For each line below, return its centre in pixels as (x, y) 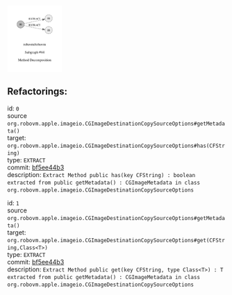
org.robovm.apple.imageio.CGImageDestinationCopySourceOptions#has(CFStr (116, 146)
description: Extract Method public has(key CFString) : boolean (101, 174)
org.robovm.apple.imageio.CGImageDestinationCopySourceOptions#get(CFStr (116, 240)
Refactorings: (38, 92)
